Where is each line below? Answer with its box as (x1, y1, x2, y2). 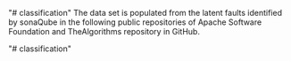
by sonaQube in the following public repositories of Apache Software (8, 17, 262, 27)
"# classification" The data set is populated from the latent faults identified (8, 8, 283, 18)
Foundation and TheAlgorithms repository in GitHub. (8, 27, 200, 36)
